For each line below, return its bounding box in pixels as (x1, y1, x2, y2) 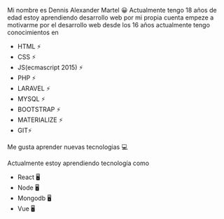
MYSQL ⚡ (17, 94, 45, 103)
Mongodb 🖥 (17, 194, 52, 202)
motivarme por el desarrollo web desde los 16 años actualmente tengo (7, 21, 210, 29)
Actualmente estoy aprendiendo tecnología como (7, 159, 150, 167)
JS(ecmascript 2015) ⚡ (17, 63, 83, 71)
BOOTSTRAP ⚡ (17, 105, 61, 113)
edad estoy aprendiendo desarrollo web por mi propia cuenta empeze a (7, 13, 214, 22)
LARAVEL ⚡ (17, 84, 51, 92)
